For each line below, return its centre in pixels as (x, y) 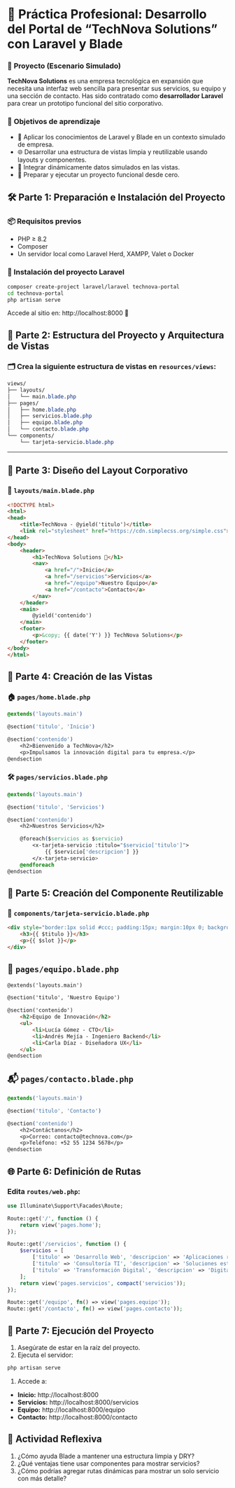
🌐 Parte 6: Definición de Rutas (74, 1171)
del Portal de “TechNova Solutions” (113, 29)
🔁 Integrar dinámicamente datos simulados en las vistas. (99, 167)
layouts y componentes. (52, 160)
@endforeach (37, 865)
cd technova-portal (36, 293)
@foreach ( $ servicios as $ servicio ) (72, 839)
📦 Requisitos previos (44, 221)
